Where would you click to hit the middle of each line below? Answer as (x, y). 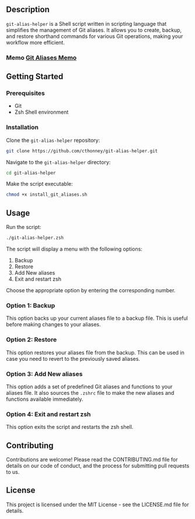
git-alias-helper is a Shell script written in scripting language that (86, 23)
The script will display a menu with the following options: (74, 249)
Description (28, 10)
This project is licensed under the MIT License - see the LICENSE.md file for (97, 504)
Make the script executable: (39, 184)
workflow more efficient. (36, 42)
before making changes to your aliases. (53, 325)
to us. (13, 472)
